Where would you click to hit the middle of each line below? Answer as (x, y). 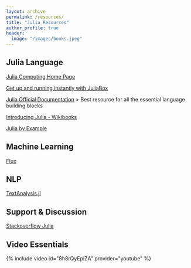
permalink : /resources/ (35, 17)
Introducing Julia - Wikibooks (42, 117)
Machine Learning (40, 147)
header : (16, 33)
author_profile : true (33, 28)
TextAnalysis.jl (23, 194)
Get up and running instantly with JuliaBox (57, 88)
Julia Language (35, 62)
